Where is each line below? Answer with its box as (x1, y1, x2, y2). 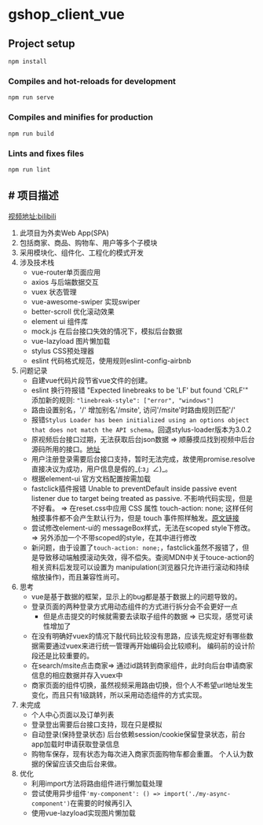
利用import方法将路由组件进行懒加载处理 (31, 779, 163, 788)
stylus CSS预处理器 (31, 346, 94, 355)
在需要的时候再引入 (70, 798, 133, 808)
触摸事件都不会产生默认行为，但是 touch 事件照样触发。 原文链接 (31, 513, 239, 522)
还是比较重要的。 (38, 650, 94, 660)
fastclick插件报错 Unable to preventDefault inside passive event (31, 484, 237, 493)
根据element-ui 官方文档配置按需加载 (31, 473, 152, 483)
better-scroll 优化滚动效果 (31, 307, 115, 316)
